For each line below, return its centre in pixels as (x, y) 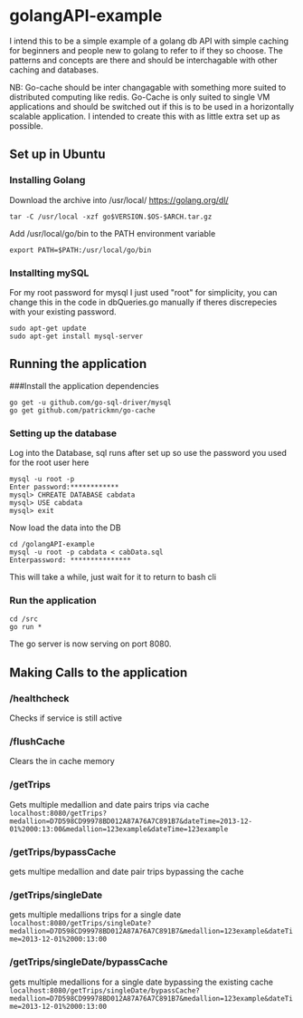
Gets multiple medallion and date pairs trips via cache (109, 804)
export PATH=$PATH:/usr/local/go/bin (80, 250)
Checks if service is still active (66, 718)
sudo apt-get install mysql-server (76, 336)
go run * (26, 627)
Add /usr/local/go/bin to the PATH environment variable (113, 233)
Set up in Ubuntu (57, 155)
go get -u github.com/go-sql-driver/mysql (90, 402)
